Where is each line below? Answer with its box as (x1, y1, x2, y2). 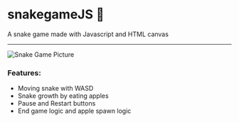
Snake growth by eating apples (17, 91, 109, 100)
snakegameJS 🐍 (7, 6, 105, 23)
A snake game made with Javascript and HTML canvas (7, 30, 169, 38)
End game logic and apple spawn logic (17, 106, 132, 116)
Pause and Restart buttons (17, 99, 96, 108)
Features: (7, 67, 41, 77)
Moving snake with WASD (17, 84, 94, 93)
